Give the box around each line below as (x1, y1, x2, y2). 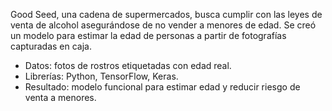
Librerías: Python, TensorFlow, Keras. (24, 70, 179, 82)
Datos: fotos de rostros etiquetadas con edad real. (24, 60, 232, 71)
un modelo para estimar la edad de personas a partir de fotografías (10, 30, 287, 41)
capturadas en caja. (10, 40, 92, 52)
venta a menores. (24, 92, 97, 103)
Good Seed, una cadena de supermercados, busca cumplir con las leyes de (10, 9, 323, 20)
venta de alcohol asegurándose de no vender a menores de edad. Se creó (10, 19, 317, 31)
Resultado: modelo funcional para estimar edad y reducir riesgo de (24, 81, 301, 93)
